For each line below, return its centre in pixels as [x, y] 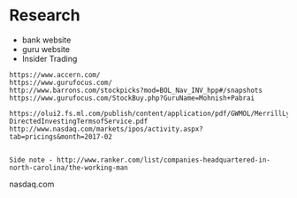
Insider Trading [49, 58]
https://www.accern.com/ [55, 75]
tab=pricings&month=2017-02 [61, 137]
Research [45, 15]
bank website [46, 40]
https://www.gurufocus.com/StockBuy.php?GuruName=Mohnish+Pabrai [132, 98]
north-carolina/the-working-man [69, 168]
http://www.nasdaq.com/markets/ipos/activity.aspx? [106, 129]
